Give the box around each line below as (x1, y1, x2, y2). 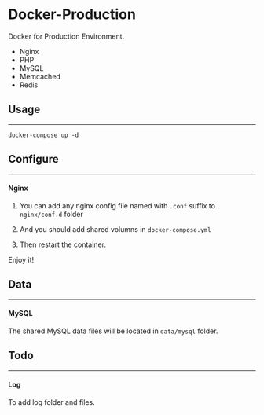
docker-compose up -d (8, 131, 79, 139)
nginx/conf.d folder (19, 209, 84, 219)
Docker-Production (8, 6, 136, 24)
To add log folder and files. (8, 397, 96, 406)
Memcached (19, 72, 60, 81)
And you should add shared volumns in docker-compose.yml (19, 224, 211, 233)
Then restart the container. (19, 240, 106, 249)
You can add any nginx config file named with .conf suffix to (19, 200, 216, 210)
